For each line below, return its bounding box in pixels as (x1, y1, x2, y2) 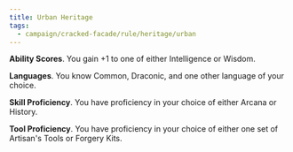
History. (9, 107, 38, 118)
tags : (9, 21, 29, 30)
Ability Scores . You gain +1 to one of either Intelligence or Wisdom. (9, 54, 256, 65)
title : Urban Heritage (9, 12, 93, 22)
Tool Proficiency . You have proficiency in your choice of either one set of (9, 124, 279, 134)
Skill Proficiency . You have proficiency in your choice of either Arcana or (9, 97, 277, 108)
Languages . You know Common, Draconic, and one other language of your (9, 71, 285, 81)
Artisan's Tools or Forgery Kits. (9, 133, 123, 144)
